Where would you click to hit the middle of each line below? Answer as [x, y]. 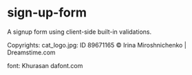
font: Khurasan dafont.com [45, 65]
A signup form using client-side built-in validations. [79, 32]
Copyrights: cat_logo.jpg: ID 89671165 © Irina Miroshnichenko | [97, 45]
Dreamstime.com [32, 52]
